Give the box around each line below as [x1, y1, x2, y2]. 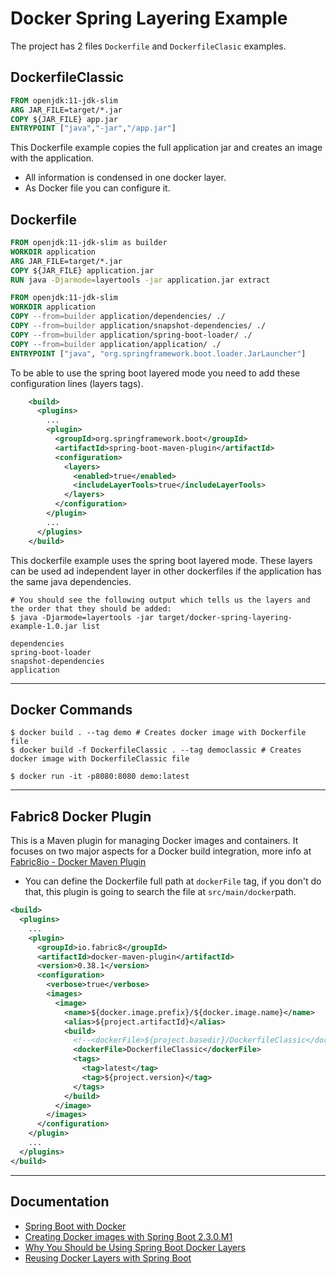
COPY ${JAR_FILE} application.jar [10, 265, 155, 276]
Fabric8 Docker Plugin [10, 808, 152, 825]
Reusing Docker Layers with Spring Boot [24, 1252, 192, 1264]
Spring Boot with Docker [24, 1220, 127, 1232]
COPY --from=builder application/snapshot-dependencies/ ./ [10, 321, 267, 331]
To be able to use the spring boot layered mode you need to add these [10, 367, 301, 379]
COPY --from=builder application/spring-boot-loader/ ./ [10, 330, 253, 340]
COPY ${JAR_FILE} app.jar [10, 114, 118, 124]
